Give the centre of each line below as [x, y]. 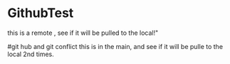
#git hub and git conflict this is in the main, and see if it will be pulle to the [115, 46]
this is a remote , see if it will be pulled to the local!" [83, 33]
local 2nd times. [31, 54]
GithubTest [41, 13]
